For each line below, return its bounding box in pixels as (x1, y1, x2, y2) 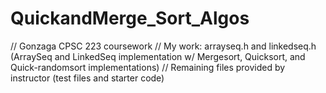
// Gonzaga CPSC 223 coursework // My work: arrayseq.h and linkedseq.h (10, 40, 317, 52)
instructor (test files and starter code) (10, 72, 165, 84)
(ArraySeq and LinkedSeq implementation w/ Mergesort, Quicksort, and (10, 50, 306, 62)
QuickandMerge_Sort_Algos (10, 7, 250, 30)
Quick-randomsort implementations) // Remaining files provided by (10, 61, 286, 73)
